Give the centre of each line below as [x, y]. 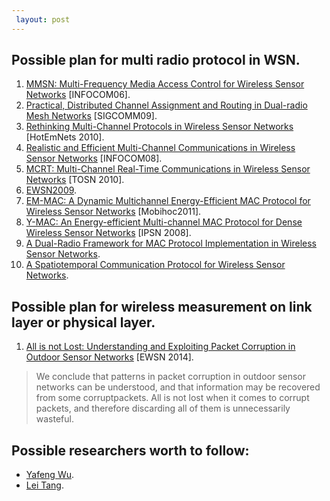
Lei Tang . [44, 485]
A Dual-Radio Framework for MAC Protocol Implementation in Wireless [171, 243]
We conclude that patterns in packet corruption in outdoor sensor [171, 377]
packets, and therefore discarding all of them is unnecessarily [163, 408]
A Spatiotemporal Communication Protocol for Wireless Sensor [155, 265]
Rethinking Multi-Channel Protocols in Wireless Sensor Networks [159, 127]
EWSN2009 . [51, 190]
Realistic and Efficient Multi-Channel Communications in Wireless [160, 148]
